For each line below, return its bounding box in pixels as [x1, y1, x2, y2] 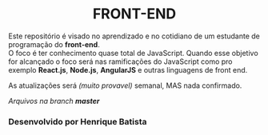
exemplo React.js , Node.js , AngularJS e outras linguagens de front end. [8, 65, 248, 74]
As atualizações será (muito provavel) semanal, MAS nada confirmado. [8, 81, 242, 90]
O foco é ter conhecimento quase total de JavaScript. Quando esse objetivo [8, 48, 258, 58]
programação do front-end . [8, 39, 100, 49]
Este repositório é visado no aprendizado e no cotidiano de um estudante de [8, 31, 260, 41]
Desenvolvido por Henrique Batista [8, 116, 147, 127]
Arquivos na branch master [8, 96, 100, 105]
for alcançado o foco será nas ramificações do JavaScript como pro [8, 57, 234, 66]
